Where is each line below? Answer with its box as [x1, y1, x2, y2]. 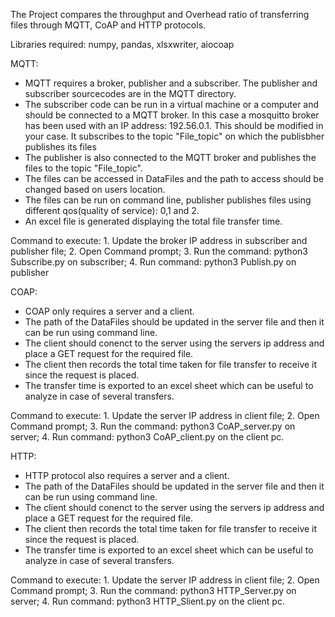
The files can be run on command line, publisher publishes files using [24, 194, 312, 206]
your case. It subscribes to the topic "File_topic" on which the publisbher [24, 130, 325, 142]
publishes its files [24, 141, 97, 153]
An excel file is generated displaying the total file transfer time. [24, 215, 283, 227]
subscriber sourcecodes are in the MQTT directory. [24, 88, 237, 99]
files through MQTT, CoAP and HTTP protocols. [10, 19, 207, 31]
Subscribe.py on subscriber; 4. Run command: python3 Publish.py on [10, 256, 297, 268]
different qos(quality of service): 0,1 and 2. [24, 205, 200, 216]
